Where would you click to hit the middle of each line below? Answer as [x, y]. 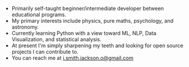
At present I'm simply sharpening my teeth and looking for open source [97, 45]
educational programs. [39, 15]
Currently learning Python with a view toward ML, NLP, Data [84, 33]
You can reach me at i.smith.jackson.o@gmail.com [72, 58]
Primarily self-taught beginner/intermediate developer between [88, 8]
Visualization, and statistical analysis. [56, 39]
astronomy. [25, 27]
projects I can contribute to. [45, 52]
